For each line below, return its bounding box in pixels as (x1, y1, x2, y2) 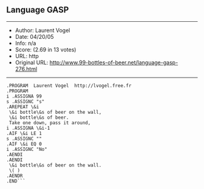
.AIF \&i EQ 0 (6, 141, 42, 147)
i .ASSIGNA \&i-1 (6, 125, 50, 131)
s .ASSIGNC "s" (6, 98, 45, 105)
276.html (15, 65, 38, 72)
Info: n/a (15, 39, 36, 47)
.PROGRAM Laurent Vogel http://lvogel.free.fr (6, 82, 132, 88)
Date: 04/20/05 (15, 33, 54, 40)
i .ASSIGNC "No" (6, 146, 47, 152)
